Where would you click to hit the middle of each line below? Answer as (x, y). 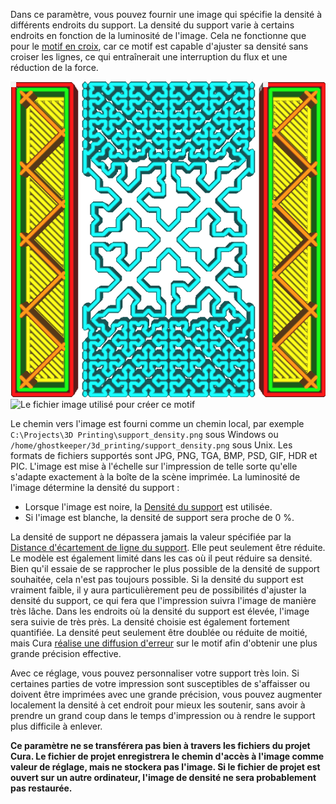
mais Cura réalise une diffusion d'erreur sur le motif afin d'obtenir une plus (164, 643)
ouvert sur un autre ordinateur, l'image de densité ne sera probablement (163, 777)
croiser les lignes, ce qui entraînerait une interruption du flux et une (149, 57)
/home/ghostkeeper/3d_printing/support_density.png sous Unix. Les (151, 445)
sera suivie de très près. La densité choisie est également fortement (150, 621)
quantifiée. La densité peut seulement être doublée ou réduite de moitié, (159, 632)
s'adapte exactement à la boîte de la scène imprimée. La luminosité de (155, 476)
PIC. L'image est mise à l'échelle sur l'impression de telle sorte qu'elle (154, 466)
